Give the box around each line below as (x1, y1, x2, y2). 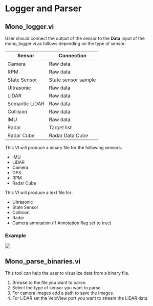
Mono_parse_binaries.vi (5, 257, 81, 265)
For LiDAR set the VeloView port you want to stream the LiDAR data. (12, 295, 149, 301)
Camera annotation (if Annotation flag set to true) (12, 220, 111, 226)
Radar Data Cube (48, 132, 88, 139)
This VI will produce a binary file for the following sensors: (5, 145, 122, 150)
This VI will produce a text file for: (5, 189, 73, 195)
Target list (48, 124, 72, 131)
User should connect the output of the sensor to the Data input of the (5, 35, 145, 41)
